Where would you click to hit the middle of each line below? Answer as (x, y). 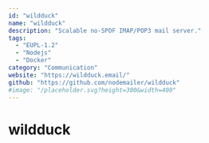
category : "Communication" (53, 68)
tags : (17, 38)
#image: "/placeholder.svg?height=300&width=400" (93, 90)
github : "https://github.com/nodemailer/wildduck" (94, 82)
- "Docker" (34, 61)
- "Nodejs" (34, 53)
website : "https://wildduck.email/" (69, 75)
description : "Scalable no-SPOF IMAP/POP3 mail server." (105, 30)
